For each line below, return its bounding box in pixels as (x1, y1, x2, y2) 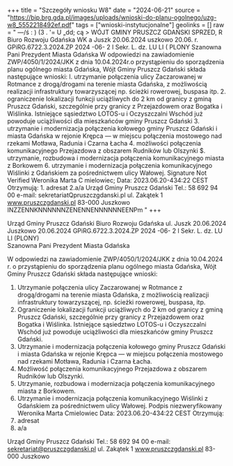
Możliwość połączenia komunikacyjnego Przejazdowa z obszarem (17, 365, 207, 373)
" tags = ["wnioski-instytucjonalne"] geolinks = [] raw (71, 21, 225, 29)
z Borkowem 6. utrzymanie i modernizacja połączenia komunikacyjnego (7, 162, 213, 169)
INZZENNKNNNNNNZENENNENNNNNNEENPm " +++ (7, 205, 161, 214)
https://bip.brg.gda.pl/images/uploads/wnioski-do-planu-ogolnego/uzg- (10, 13, 217, 22)
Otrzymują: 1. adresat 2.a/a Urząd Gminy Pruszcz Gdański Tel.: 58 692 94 (7, 184, 218, 192)
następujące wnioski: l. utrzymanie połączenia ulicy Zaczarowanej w (7, 72, 203, 81)
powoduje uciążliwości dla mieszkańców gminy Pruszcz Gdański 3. (7, 117, 200, 125)
